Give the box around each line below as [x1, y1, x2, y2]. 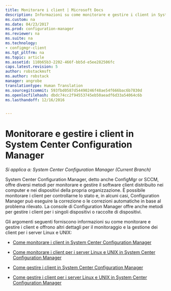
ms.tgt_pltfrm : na [5, 50, 44, 55]
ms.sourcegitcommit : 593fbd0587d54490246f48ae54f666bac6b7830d [5, 88, 142, 93]
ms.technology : [5, 41, 38, 46]
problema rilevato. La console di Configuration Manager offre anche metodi [5, 203, 164, 210]
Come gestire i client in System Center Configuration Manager [12, 265, 144, 271]
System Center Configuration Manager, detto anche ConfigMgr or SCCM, [5, 177, 159, 183]
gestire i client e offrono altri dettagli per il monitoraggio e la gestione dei [5, 224, 158, 230]
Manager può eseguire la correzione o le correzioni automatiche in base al [5, 198, 161, 204]
